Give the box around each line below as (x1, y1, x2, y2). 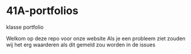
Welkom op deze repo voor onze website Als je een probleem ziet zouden (6, 35, 186, 42)
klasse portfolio (6, 23, 44, 31)
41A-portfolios (6, 4, 79, 18)
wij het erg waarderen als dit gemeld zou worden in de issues (6, 41, 156, 48)
